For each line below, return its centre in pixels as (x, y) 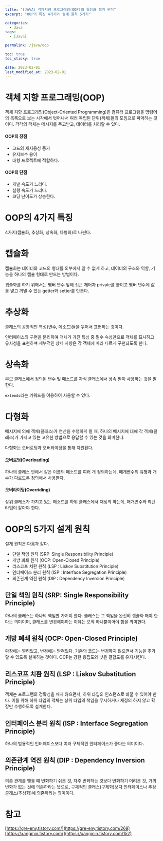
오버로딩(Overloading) (27, 460)
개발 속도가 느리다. (30, 184)
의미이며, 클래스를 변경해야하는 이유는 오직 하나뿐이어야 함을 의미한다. (80, 622)
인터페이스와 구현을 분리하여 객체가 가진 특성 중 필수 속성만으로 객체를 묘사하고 (80, 337)
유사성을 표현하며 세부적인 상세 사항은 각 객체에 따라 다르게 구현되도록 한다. (76, 343)
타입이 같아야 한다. (23, 508)
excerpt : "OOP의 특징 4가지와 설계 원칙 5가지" (48, 14)
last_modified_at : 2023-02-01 (36, 72)
